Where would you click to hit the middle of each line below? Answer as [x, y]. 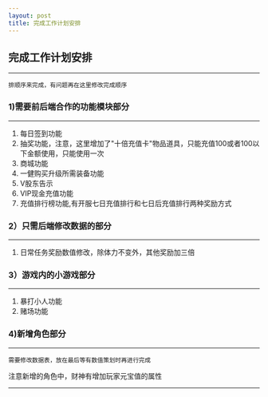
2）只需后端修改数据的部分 [60, 226]
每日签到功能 [41, 133]
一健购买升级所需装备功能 [62, 173]
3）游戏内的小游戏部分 [52, 275]
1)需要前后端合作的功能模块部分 [69, 107]
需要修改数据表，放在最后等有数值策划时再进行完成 [80, 360]
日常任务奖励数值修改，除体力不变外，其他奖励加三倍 [107, 252]
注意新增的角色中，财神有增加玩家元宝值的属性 [85, 375]
